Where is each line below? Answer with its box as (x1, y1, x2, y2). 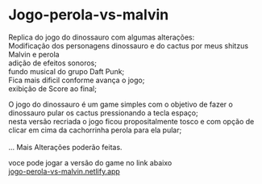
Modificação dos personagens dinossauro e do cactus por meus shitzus (8, 40, 248, 50)
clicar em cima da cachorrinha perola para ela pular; (8, 125, 182, 135)
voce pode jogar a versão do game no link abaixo (8, 157, 173, 167)
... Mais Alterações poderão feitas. (8, 142, 123, 152)
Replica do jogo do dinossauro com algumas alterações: (8, 32, 195, 42)
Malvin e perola (8, 49, 60, 59)
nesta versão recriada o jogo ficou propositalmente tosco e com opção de (8, 116, 255, 126)
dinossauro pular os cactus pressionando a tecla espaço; (8, 107, 199, 118)
